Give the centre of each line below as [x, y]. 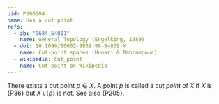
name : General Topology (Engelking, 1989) [82, 40]
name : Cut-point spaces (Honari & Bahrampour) [89, 53]
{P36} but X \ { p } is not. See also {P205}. [66, 93]
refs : [15, 27]
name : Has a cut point [40, 20]
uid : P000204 [26, 14]
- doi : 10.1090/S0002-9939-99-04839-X [70, 46]
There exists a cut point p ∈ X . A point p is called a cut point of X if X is [110, 85]
